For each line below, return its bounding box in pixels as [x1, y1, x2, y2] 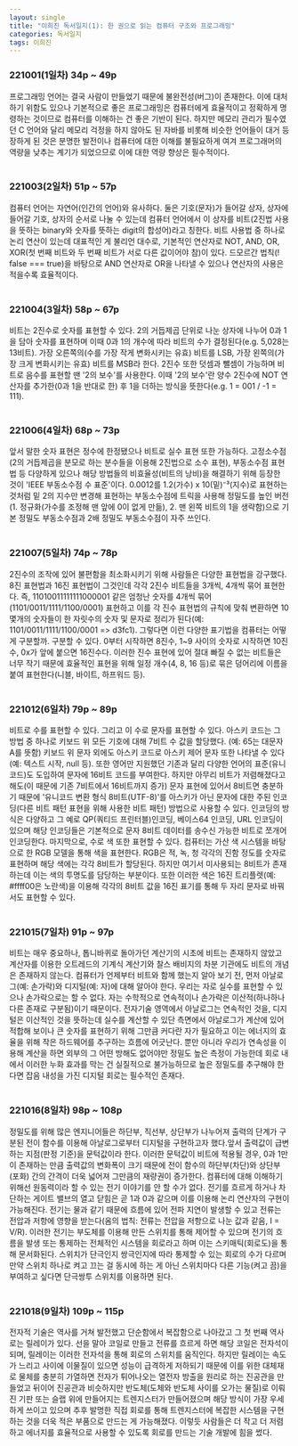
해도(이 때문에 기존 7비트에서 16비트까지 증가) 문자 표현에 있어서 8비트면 [9, 780, 261, 791]
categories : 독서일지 [9, 29, 82, 38]
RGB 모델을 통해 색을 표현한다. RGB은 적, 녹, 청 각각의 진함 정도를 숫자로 [35, 847, 286, 858]
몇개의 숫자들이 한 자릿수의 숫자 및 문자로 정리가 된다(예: [9, 613, 205, 624]
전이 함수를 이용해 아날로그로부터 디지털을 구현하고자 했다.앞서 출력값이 [25, 1137, 273, 1148]
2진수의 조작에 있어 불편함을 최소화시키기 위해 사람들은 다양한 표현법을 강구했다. [9, 568, 287, 579]
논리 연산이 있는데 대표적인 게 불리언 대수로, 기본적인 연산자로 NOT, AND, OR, [9, 235, 280, 246]
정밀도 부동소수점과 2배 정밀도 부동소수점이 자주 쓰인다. [18, 513, 212, 524]
